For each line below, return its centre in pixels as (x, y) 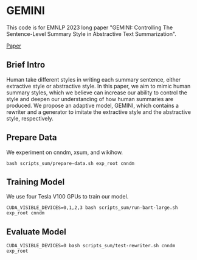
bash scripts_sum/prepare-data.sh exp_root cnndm (71, 163)
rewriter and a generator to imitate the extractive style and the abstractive (99, 112)
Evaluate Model (36, 232)
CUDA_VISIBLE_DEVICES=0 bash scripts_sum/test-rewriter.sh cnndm (91, 246)
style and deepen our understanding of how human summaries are (90, 99)
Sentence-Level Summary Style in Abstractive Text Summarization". (91, 33)
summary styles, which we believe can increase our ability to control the (97, 93)
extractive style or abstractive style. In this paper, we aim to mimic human (98, 86)
